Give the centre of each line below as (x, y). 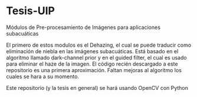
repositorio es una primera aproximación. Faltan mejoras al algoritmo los (94, 70)
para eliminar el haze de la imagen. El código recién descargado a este (92, 64)
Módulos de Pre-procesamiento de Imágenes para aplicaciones (83, 27)
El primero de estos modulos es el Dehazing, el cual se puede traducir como (99, 45)
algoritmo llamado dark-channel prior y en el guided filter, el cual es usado (96, 57)
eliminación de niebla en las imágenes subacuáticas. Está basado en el (92, 51)
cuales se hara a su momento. (43, 76)
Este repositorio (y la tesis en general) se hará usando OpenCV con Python (97, 88)
